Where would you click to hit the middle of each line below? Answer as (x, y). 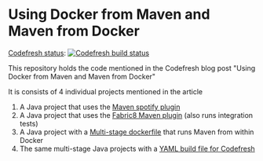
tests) (29, 123)
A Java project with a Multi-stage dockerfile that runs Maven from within (137, 132)
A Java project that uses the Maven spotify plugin (100, 107)
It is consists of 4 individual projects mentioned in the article (105, 91)
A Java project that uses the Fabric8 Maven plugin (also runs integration (136, 115)
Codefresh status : (37, 53)
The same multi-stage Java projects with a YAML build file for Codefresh (137, 148)
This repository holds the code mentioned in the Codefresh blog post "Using (132, 68)
